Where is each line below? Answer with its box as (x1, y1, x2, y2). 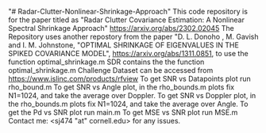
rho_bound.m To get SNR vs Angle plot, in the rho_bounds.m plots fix (8, 82, 235, 92)
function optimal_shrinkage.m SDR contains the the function (8, 57, 205, 66)
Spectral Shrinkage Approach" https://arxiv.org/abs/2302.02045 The (8, 24, 234, 32)
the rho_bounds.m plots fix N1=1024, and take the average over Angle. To (8, 99, 249, 108)
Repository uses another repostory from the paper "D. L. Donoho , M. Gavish (8, 32, 259, 41)
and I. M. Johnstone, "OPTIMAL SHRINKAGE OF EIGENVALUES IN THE (8, 40, 240, 50)
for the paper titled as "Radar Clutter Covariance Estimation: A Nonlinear (8, 15, 245, 25)
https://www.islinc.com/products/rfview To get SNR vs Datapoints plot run (8, 74, 252, 83)
